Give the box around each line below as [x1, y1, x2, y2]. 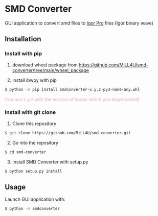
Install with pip [5, 50, 42, 57]
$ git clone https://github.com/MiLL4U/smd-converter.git [5, 130, 131, 135]
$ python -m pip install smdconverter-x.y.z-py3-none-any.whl [5, 87, 140, 92]
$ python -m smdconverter [5, 206, 60, 211]
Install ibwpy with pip [12, 77, 57, 83]
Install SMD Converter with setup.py [12, 159, 88, 165]
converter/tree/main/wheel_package [12, 67, 89, 73]
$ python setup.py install [5, 169, 62, 174]
